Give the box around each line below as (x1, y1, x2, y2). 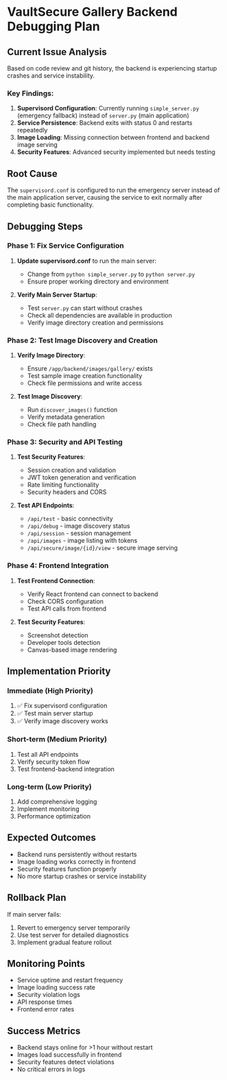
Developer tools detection (27, 638, 101, 646)
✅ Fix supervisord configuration (16, 701, 108, 710)
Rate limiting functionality (27, 481, 99, 489)
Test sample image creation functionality (27, 372, 143, 380)
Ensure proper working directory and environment (27, 277, 169, 285)
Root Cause (7, 167, 58, 179)
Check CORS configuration (27, 597, 104, 605)
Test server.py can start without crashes (27, 303, 143, 312)
